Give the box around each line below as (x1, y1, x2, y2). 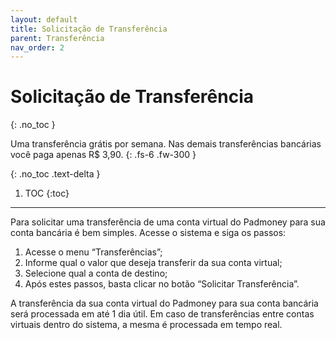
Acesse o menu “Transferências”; (24, 246, 163, 258)
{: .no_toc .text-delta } (10, 168, 101, 180)
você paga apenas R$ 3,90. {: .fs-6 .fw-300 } (10, 149, 197, 161)
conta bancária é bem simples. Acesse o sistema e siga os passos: (10, 227, 287, 239)
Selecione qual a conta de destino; (24, 267, 168, 280)
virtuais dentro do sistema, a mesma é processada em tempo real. (10, 319, 283, 331)
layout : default (10, 14, 78, 25)
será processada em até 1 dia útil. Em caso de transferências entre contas (10, 308, 315, 320)
